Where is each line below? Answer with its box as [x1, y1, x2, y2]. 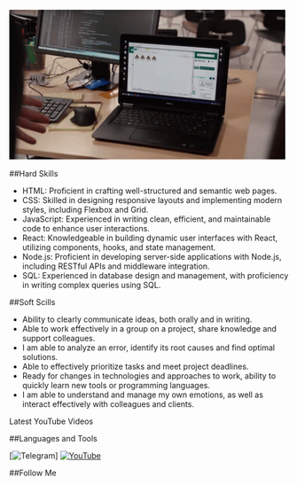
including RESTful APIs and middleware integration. [21, 261, 210, 271]
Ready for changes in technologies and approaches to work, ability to [21, 371, 277, 381]
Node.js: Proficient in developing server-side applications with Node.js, [21, 252, 282, 262]
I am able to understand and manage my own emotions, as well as [21, 389, 264, 400]
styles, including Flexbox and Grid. [21, 205, 149, 215]
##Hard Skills [9, 168, 59, 178]
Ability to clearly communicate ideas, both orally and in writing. [21, 314, 253, 325]
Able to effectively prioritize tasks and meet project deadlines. [21, 361, 249, 372]
